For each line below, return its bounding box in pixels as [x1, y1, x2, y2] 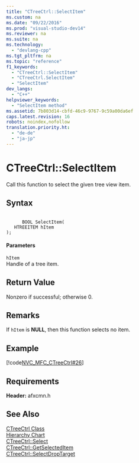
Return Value [6, 277, 55, 288]
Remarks [6, 310, 40, 321]
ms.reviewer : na [6, 31, 46, 37]
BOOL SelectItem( [21, 219, 65, 225]
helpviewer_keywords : [6, 97, 60, 103]
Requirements [6, 376, 59, 386]
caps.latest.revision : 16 [6, 113, 70, 119]
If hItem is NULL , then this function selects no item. [6, 326, 130, 333]
